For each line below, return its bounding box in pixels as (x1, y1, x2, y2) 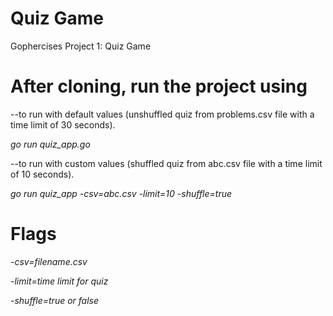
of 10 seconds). (10, 168, 75, 180)
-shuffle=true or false (10, 294, 100, 306)
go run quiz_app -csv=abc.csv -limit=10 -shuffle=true (10, 187, 233, 199)
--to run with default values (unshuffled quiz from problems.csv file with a (10, 108, 315, 120)
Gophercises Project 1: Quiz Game (10, 40, 152, 52)
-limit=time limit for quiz (10, 275, 109, 287)
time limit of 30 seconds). (10, 118, 116, 131)
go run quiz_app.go (10, 138, 91, 150)
